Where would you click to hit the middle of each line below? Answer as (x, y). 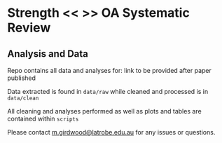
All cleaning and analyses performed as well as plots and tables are (104, 111)
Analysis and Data (48, 54)
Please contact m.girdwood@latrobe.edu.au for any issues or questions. (111, 132)
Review (29, 28)
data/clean (23, 98)
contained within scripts (43, 118)
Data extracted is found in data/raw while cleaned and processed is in (108, 91)
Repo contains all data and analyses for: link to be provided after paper (110, 70)
